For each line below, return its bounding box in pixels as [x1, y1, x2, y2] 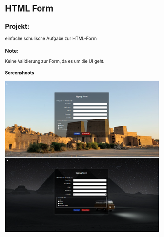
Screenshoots [5, 69, 34, 76]
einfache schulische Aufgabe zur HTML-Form [5, 35, 97, 41]
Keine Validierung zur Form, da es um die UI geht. [5, 59, 105, 64]
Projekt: [5, 22, 30, 31]
